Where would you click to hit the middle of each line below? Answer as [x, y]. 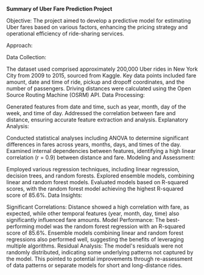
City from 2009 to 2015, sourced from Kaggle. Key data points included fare [101, 75]
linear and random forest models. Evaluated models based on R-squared [97, 182]
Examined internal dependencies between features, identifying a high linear [101, 151]
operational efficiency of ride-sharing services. [65, 34]
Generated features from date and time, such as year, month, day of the [96, 107]
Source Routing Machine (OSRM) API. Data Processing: [76, 95]
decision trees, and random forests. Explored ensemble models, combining [100, 176]
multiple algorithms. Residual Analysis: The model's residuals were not [95, 246]
